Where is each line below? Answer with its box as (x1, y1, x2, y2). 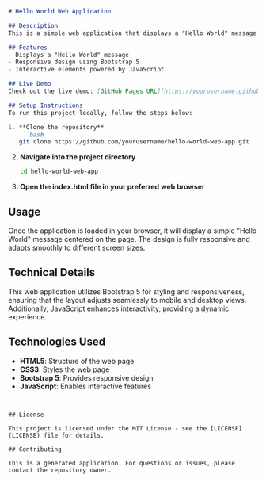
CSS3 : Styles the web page (19, 365, 110, 374)
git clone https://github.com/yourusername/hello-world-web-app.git (18, 138, 249, 146)
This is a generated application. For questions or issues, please (8, 459, 236, 467)
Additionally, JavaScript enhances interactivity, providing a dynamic (8, 304, 230, 313)
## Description (8, 21, 59, 29)
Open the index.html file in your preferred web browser (19, 182, 205, 192)
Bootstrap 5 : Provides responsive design (19, 373, 154, 382)
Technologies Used (8, 335, 105, 349)
